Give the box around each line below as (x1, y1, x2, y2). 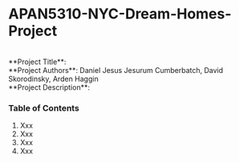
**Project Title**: (8, 57, 67, 67)
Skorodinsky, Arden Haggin (8, 74, 99, 83)
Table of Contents (8, 102, 80, 113)
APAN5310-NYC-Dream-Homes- (8, 5, 232, 23)
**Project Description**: (8, 82, 91, 92)
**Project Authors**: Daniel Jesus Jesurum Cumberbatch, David (8, 65, 224, 75)
